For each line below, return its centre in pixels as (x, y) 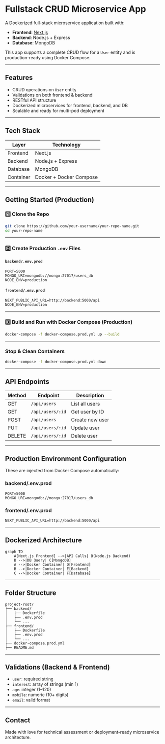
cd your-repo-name (24, 231)
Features (19, 78)
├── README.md (20, 647)
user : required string (33, 679)
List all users (85, 404)
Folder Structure (31, 593)
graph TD (14, 552)
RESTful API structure (34, 100)
